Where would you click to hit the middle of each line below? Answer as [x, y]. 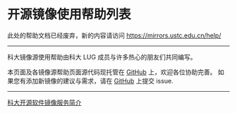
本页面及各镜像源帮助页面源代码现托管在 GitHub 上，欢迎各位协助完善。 [112, 72]
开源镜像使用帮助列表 [69, 14]
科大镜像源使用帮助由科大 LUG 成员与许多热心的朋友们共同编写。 [102, 56]
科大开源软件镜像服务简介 [44, 102]
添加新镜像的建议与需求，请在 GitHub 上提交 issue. [100, 81]
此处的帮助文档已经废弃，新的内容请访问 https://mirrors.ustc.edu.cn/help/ [114, 35]
